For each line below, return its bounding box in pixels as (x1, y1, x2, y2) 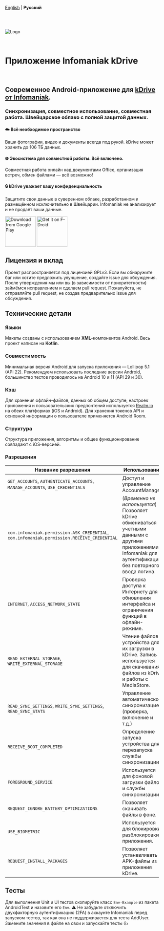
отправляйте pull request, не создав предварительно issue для (5, 290, 136, 296)
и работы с (122, 675, 148, 682)
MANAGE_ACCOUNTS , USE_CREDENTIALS (7, 484, 85, 491)
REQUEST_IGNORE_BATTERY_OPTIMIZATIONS (7, 805, 98, 811)
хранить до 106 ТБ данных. (5, 144, 62, 150)
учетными (122, 525, 146, 532)
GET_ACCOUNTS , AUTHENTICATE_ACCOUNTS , (7, 477, 94, 484)
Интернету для (122, 588, 158, 595)
